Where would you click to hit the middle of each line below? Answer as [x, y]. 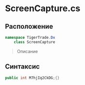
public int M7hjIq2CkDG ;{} [32, 78]
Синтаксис [22, 67]
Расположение [29, 26]
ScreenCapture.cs [43, 8]
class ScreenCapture [34, 42]
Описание [27, 51]
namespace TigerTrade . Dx [30, 37]
